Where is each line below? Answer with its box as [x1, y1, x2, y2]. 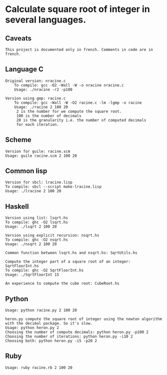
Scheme [5, 136, 31, 144]
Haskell [5, 202, 29, 211]
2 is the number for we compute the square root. [16, 109, 122, 114]
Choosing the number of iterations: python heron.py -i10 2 [5, 334, 133, 339]
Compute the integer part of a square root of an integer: [5, 259, 131, 264]
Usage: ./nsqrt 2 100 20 [5, 242, 57, 247]
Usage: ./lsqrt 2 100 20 [5, 224, 57, 229]
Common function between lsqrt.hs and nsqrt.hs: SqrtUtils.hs [5, 251, 137, 256]
